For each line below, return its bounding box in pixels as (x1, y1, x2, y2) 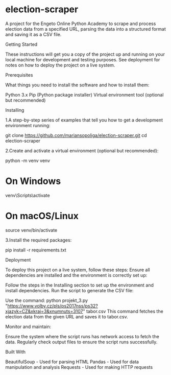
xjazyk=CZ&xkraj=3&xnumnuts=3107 (5, 308, 83, 314)
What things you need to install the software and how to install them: (5, 82, 150, 88)
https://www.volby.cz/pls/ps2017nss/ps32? (7, 302, 98, 309)
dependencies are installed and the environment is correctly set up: (5, 272, 148, 278)
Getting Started (5, 41, 38, 47)
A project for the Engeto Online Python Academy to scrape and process (5, 20, 156, 27)
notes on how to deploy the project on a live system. (5, 62, 115, 68)
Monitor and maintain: (5, 323, 52, 330)
